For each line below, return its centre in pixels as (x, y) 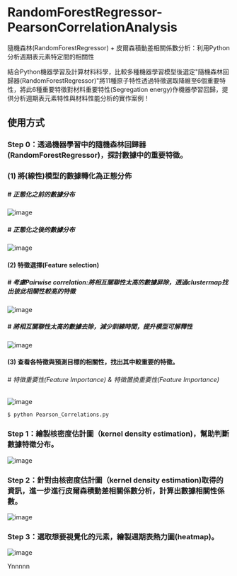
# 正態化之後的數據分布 (41, 229)
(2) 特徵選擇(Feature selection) (53, 265)
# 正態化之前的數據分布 (41, 194)
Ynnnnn (19, 566)
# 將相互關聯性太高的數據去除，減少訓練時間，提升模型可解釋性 (100, 327)
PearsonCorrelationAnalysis (93, 27)
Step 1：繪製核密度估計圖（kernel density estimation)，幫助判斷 (118, 434)
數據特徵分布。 (33, 444)
